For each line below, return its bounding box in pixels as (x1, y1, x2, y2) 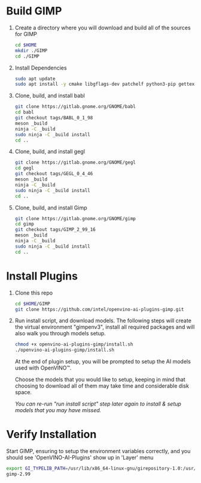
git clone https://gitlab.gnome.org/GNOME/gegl (14, 160, 136, 166)
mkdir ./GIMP (14, 47, 48, 53)
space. (14, 389, 32, 396)
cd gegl (14, 165, 34, 172)
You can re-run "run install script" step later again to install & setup (14, 400, 181, 407)
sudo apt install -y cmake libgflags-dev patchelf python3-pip (14, 81, 176, 88)
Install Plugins (6, 269, 78, 283)
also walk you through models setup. (14, 330, 106, 337)
